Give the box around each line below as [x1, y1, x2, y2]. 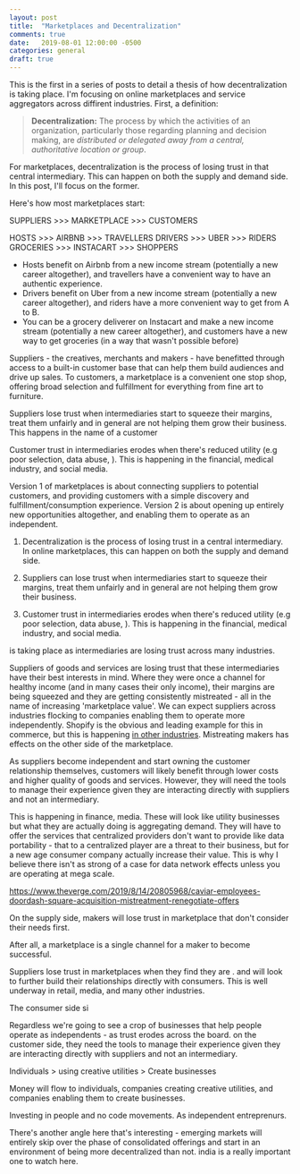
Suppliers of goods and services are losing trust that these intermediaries [9, 663, 279, 673]
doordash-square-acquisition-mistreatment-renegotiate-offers [9, 896, 239, 906]
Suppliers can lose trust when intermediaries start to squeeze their [21, 573, 268, 583]
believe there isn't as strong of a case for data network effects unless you [9, 859, 280, 869]
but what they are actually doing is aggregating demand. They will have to [9, 821, 281, 831]
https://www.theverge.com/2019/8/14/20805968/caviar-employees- [9, 886, 261, 896]
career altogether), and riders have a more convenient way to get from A [21, 297, 290, 308]
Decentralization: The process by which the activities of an [30, 115, 251, 126]
